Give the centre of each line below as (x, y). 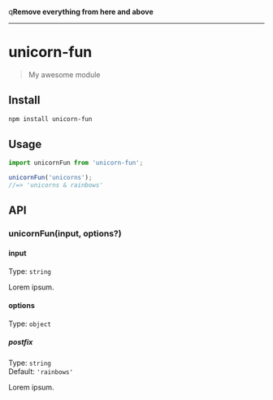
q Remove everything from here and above (81, 12)
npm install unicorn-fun (50, 119)
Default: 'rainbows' (41, 371)
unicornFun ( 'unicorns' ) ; (50, 178)
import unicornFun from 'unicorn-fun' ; (76, 163)
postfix (21, 342)
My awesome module (64, 74)
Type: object (30, 324)
